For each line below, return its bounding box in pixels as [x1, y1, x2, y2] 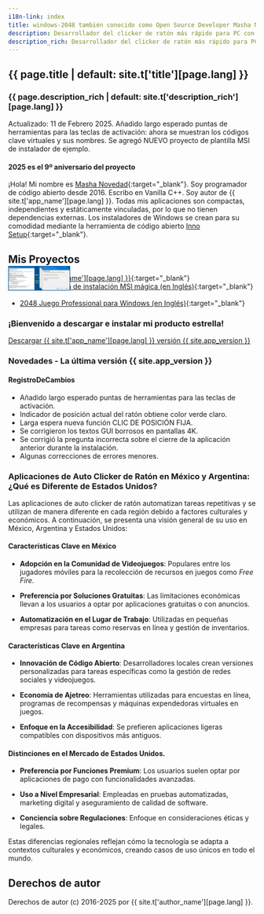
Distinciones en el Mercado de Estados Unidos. [8, 748, 166, 758]
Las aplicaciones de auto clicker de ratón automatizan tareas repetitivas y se [8, 498, 256, 507]
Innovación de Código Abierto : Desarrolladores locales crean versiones [19, 658, 254, 668]
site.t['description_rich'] [142, 91, 239, 102]
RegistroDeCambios [8, 374, 75, 385]
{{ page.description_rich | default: [8, 91, 141, 102]
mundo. [8, 853, 33, 863]
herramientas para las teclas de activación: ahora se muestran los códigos [8, 127, 249, 137]
